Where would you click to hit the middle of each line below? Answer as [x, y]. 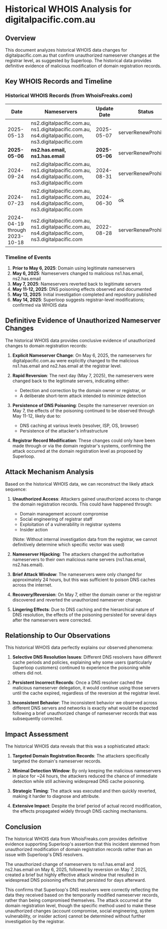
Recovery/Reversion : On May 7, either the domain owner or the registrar [87, 594]
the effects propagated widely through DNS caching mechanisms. [80, 811]
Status [146, 111]
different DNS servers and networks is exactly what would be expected [85, 708]
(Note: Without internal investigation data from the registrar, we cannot [85, 539]
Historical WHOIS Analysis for [68, 9]
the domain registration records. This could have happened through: [82, 504]
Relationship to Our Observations [58, 635]
